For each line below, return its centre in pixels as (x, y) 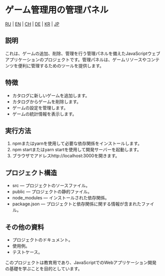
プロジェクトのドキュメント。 (42, 240)
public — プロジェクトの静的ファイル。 (52, 192)
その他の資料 (25, 227)
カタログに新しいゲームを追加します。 (51, 95)
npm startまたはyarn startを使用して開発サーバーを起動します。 (77, 150)
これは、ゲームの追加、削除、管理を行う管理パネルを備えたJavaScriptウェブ (83, 53)
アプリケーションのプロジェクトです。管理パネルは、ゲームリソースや (76, 59)
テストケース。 (27, 252)
